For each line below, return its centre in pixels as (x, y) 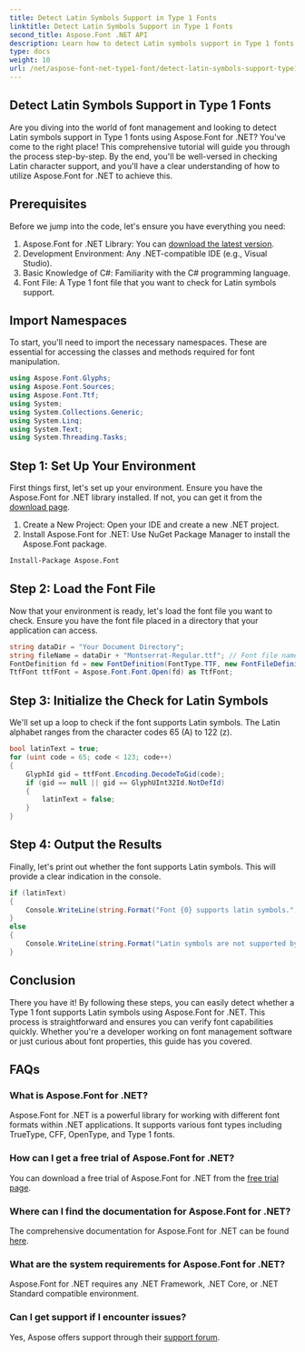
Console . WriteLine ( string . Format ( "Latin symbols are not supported (156, 944)
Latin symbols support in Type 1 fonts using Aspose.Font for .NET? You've (148, 136)
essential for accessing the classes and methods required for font (133, 352)
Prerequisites (48, 204)
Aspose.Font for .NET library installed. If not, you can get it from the (136, 497)
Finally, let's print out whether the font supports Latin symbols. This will (143, 866)
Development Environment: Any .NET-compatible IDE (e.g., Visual (145, 253)
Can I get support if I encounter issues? (98, 1317)
